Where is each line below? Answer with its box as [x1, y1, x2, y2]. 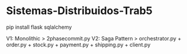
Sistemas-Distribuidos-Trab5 [6, 4, 153, 18]
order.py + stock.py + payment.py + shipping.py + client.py [6, 41, 151, 48]
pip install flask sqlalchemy [6, 23, 72, 31]
